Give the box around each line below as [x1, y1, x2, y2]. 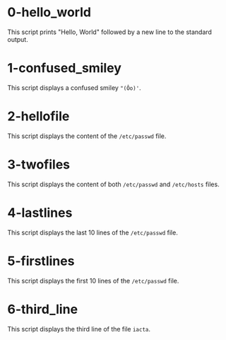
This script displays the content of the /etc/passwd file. [7, 132, 167, 140]
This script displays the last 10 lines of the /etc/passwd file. [7, 228, 178, 237]
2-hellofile [7, 108, 70, 125]
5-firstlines [7, 253, 75, 269]
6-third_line [7, 301, 78, 317]
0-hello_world [7, 4, 92, 21]
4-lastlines [7, 205, 73, 220]
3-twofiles [7, 157, 71, 172]
